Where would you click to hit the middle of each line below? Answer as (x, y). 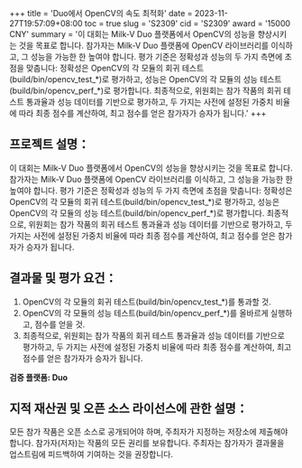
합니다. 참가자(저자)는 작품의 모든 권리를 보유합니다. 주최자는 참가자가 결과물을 (147, 443)
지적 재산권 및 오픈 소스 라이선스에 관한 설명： (128, 409)
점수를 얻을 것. (60, 324)
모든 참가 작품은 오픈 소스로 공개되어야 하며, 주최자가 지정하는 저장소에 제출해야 (149, 432)
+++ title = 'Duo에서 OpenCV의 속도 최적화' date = (101, 13)
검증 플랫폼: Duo (39, 377)
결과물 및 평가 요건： (63, 278)
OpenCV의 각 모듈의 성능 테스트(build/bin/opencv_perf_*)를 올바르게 (145, 313)
